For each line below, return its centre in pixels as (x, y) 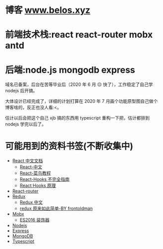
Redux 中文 (31, 202)
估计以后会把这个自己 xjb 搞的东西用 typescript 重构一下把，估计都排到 (78, 118)
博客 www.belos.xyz (48, 10)
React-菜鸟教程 (35, 173)
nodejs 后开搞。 (22, 91)
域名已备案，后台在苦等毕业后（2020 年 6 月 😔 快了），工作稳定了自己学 (79, 84)
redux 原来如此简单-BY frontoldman (56, 208)
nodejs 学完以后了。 (26, 124)
